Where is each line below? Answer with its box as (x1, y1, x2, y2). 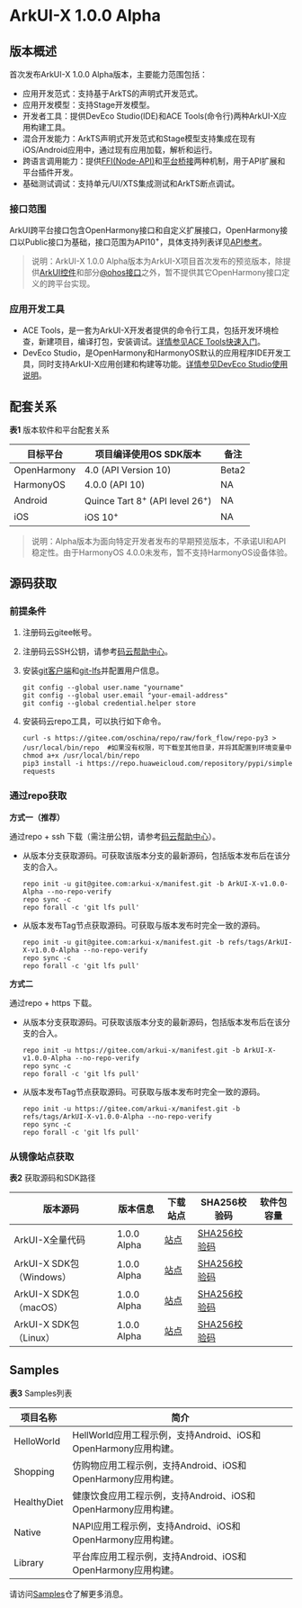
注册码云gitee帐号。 (22, 627, 97, 638)
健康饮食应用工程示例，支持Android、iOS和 (71, 1489, 256, 1502)
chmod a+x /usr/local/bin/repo (22, 751, 140, 760)
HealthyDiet (13, 1496, 64, 1508)
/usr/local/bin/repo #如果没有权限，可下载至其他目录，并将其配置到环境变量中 (22, 743, 292, 752)
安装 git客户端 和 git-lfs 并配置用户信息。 (22, 665, 164, 676)
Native (13, 1526, 42, 1539)
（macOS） (13, 1301, 63, 1314)
